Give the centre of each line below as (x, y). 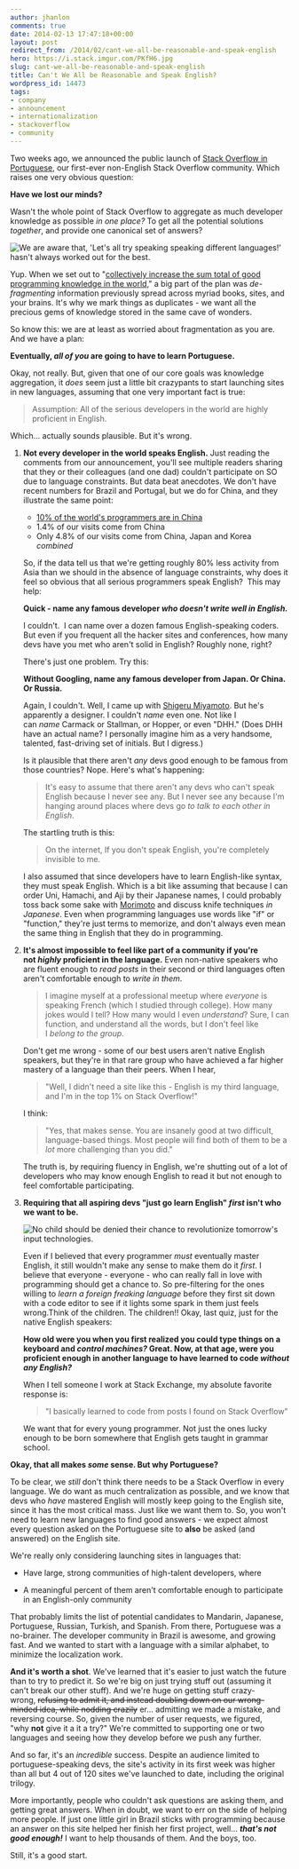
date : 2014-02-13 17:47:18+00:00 (72, 34)
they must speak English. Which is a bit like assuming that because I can (155, 885)
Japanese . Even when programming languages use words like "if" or (149, 914)
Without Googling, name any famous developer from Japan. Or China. (154, 678)
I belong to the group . (85, 1033)
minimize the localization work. (67, 1654)
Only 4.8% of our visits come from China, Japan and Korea (144, 536)
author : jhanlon (40, 17)
